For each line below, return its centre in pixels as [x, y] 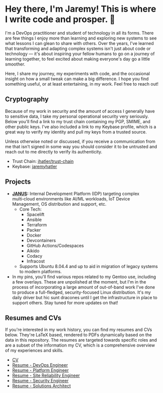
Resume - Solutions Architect [41, 386]
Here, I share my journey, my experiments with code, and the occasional [77, 73]
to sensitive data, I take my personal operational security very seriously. [77, 116]
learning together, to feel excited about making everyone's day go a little [78, 59]
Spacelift [36, 214]
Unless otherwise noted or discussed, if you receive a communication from [80, 141]
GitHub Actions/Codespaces [55, 245]
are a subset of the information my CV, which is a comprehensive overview [80, 345]
